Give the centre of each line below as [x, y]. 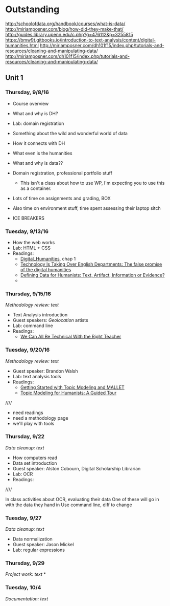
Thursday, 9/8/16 [27, 92]
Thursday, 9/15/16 [28, 294]
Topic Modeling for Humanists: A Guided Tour [68, 393]
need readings [28, 413]
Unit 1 [14, 78]
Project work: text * [26, 574]
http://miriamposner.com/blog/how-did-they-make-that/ [64, 29]
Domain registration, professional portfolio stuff [62, 173]
